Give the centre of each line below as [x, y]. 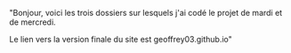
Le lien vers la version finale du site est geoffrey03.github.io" [121, 39]
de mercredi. [32, 22]
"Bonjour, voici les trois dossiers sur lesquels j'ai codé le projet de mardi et [146, 13]
